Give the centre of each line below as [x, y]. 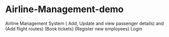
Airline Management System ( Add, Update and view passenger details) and [84, 23]
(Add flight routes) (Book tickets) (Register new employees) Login [74, 28]
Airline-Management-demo [64, 9]
